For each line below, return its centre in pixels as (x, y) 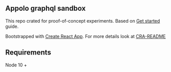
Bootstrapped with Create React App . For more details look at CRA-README (85, 36)
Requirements (28, 53)
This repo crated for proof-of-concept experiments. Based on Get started (83, 21)
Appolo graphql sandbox (46, 8)
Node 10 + (16, 65)
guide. (12, 26)
